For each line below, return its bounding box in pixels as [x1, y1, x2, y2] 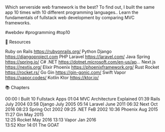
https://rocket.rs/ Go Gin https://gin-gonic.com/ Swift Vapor [5, 69, 127, 75]
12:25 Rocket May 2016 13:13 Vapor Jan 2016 [5, 117, 97, 123]
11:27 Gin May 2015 [5, 112, 44, 117]
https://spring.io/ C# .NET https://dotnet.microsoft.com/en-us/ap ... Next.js [5, 59, 156, 65]
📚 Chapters [5, 85, 30, 90]
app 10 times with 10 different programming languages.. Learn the [5, 9, 139, 15]
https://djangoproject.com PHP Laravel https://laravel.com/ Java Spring [5, 54, 150, 60]
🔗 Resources [5, 39, 31, 45]
